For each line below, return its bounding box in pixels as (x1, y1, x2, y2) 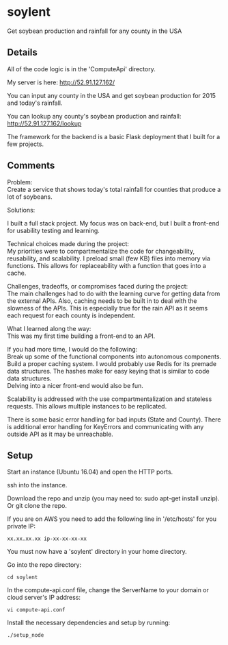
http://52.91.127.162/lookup (7, 119, 82, 127)
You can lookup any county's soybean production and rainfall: (7, 112, 182, 120)
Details (7, 47, 38, 58)
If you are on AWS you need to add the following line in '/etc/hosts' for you (7, 515, 217, 523)
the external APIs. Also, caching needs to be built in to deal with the (7, 296, 197, 305)
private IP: (7, 522, 36, 531)
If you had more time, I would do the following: (7, 345, 138, 353)
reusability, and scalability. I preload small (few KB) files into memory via (7, 254, 210, 263)
